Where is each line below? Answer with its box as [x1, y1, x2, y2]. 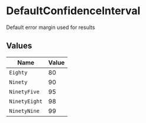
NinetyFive [9, 88, 40, 95]
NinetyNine [9, 108, 40, 114]
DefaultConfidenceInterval [6, 4, 141, 18]
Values [6, 41, 33, 51]
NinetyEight [9, 98, 43, 105]
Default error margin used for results [6, 24, 96, 31]
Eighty [9, 69, 28, 76]
